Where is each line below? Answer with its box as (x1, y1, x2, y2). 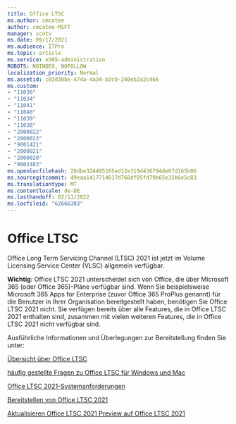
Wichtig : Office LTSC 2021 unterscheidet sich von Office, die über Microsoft (7, 275, 229, 283)
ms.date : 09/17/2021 (7, 37, 68, 44)
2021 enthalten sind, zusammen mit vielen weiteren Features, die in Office (7, 312, 222, 320)
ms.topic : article (7, 50, 61, 57)
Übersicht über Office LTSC (7, 354, 88, 363)
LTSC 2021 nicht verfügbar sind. (7, 320, 101, 328)
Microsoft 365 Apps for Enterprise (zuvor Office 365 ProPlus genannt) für (7, 289, 221, 298)
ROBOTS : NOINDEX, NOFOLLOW (7, 63, 87, 70)
